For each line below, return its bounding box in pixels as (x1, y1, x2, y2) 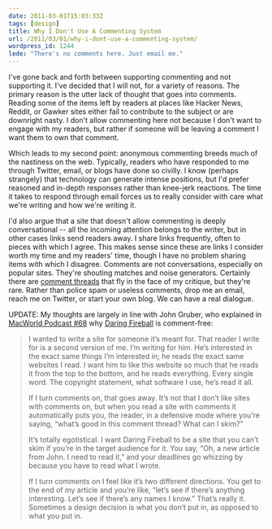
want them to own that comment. (8, 133, 119, 142)
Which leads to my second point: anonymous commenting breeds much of (8, 148, 258, 158)
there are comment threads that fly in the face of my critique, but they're (8, 277, 251, 286)
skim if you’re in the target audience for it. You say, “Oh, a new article (28, 444, 260, 452)
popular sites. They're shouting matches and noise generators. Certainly (8, 268, 251, 278)
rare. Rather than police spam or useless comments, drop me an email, (8, 286, 245, 295)
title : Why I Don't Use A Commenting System (8, 27, 162, 35)
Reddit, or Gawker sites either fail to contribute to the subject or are (8, 107, 234, 116)
